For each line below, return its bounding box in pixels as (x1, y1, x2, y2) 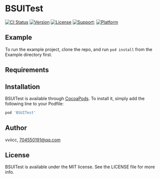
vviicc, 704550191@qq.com (5, 137, 61, 143)
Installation (5, 82, 40, 91)
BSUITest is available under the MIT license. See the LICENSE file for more (5, 164, 155, 170)
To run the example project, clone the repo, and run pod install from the (5, 46, 153, 52)
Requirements (5, 66, 49, 74)
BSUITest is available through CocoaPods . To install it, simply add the (5, 95, 145, 101)
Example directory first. (5, 51, 52, 57)
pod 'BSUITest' (5, 110, 36, 115)
